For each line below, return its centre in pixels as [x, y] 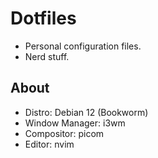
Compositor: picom [64, 133]
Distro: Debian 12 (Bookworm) [86, 112]
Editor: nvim [49, 144]
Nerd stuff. [47, 56]
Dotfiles [43, 18]
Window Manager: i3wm [75, 123]
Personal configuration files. [83, 46]
